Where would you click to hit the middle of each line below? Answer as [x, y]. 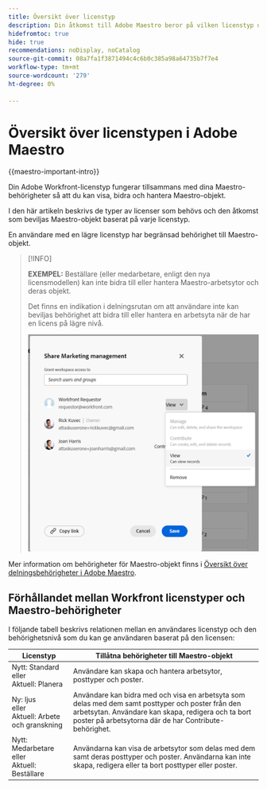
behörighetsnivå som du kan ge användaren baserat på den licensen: [122, 638]
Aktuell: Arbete [36, 716]
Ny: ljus [24, 699]
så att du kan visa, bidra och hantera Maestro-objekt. [139, 196]
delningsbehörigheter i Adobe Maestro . [72, 572]
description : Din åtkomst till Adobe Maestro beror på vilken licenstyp [131, 25]
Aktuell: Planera [37, 684]
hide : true [26, 42]
